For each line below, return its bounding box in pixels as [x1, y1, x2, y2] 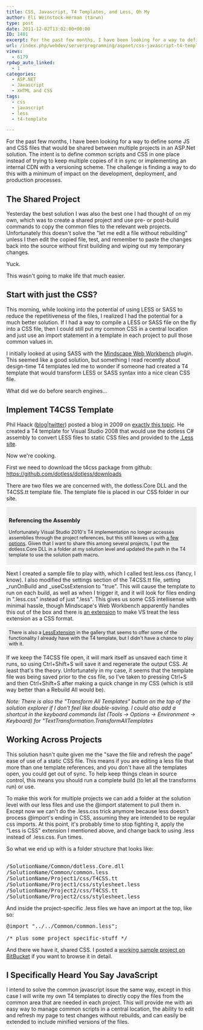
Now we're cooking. [6, 452, 56, 459]
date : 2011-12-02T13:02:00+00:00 [6, 25, 91, 32]
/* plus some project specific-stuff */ [6, 934, 128, 942]
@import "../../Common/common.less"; [6, 922, 118, 929]
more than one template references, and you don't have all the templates [6, 763, 187, 771]
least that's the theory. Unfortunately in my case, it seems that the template [6, 666, 194, 674]
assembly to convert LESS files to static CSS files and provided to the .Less [6, 434, 194, 441]
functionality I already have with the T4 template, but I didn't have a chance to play [8, 634, 194, 641]
